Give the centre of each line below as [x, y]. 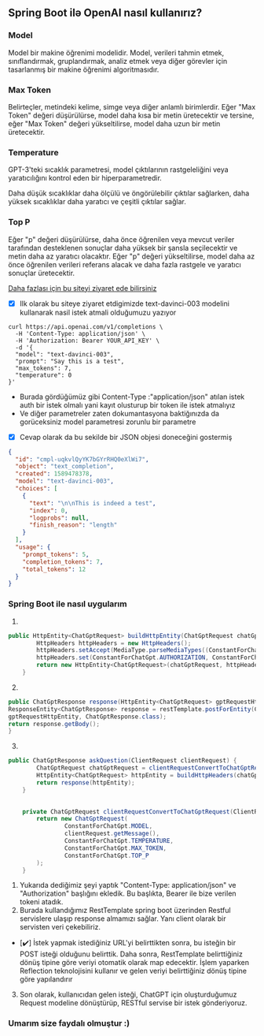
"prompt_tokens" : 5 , [56, 554]
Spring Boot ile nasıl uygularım [68, 604]
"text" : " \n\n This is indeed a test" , [92, 503]
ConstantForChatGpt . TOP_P [106, 855]
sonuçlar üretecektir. [42, 273]
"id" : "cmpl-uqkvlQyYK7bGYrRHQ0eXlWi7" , [82, 459]
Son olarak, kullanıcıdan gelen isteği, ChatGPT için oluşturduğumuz [128, 995]
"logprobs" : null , [59, 518]
